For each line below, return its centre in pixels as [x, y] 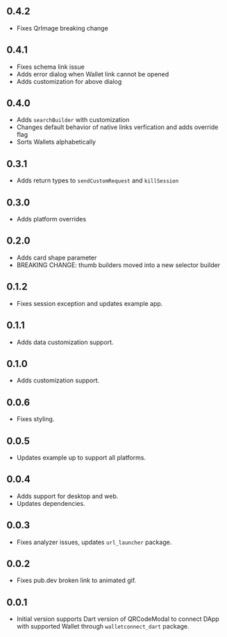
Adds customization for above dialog [69, 81]
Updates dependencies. [51, 503]
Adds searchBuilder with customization [73, 120]
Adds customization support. [58, 380]
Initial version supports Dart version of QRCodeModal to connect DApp [118, 619]
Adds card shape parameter [57, 257]
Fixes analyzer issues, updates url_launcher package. [94, 542]
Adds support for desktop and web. [67, 496]
